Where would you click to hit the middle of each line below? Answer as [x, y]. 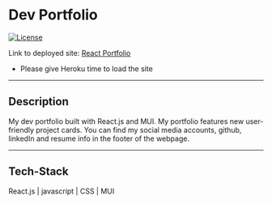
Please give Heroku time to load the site [87, 68]
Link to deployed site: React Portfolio [70, 53]
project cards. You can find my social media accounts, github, [139, 130]
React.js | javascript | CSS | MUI [62, 191]
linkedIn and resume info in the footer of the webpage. [99, 138]
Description [38, 102]
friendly [21, 130]
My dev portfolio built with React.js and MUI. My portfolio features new [126, 121]
